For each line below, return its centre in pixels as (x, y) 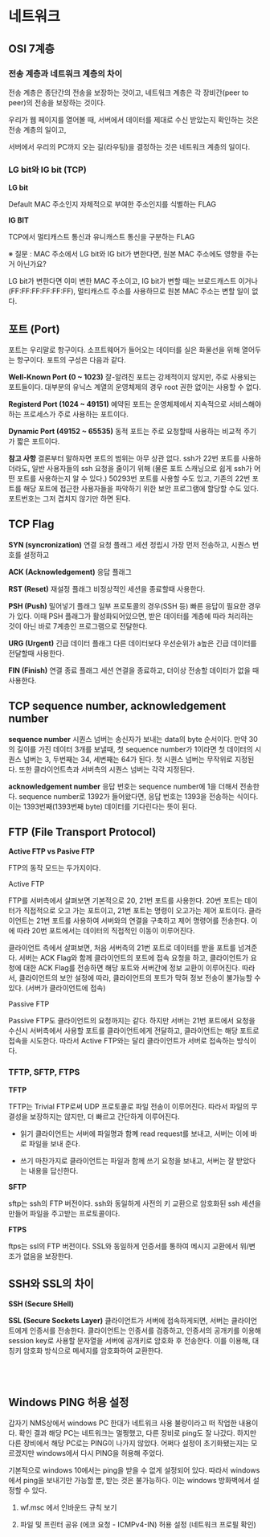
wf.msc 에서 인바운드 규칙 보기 (68, 1507)
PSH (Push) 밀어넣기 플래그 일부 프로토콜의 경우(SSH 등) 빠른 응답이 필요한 (127, 606)
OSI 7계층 (31, 49)
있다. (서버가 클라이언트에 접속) (57, 988)
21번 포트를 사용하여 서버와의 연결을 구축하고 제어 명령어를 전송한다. (142, 920)
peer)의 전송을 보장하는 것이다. (57, 102)
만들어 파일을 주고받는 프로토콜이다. (64, 1213)
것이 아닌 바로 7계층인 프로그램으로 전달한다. (78, 626)
